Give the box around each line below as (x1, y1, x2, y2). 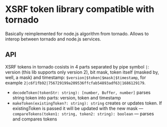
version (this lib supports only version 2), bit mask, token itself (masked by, (5, 69, 160, 75)
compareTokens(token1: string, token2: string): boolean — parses (12, 110, 155, 116)
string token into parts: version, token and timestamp (12, 94, 121, 100)
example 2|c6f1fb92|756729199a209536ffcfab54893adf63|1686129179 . (5, 79, 146, 85)
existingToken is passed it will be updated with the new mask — (12, 105, 144, 111)
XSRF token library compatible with (5, 3, 155, 15)
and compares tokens (12, 116, 57, 122)
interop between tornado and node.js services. (5, 36, 101, 42)
